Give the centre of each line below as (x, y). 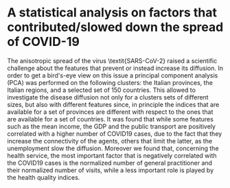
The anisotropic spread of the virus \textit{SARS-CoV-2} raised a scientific (112, 60)
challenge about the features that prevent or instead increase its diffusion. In (115, 68)
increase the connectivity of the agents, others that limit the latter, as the (110, 141)
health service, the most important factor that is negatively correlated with (112, 155)
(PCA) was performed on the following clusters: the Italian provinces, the (110, 82)
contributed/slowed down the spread (115, 27)
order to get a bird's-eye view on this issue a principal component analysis (113, 75)
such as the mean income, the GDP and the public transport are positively (112, 126)
